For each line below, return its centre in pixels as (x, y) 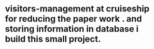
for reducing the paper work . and (74, 19)
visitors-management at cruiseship (77, 9)
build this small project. (53, 39)
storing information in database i (72, 29)
